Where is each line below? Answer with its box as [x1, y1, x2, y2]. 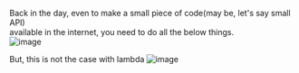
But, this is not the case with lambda [9, 54, 145, 64]
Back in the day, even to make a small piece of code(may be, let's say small [9, 8, 292, 18]
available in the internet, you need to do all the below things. [9, 27, 235, 37]
